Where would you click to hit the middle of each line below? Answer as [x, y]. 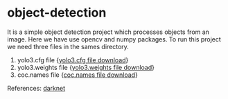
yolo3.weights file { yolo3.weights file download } [86, 67]
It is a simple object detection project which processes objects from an [108, 32]
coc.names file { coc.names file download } [78, 75]
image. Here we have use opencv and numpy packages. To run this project [114, 39]
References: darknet [36, 88]
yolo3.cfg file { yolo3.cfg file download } [73, 60]
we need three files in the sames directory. [68, 46]
